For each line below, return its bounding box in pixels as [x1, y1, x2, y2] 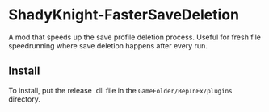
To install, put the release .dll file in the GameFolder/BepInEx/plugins [8, 85, 233, 95]
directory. [8, 94, 40, 104]
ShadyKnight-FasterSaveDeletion [8, 6, 240, 24]
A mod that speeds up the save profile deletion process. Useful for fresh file [8, 32, 261, 42]
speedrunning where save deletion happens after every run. [8, 40, 208, 50]
